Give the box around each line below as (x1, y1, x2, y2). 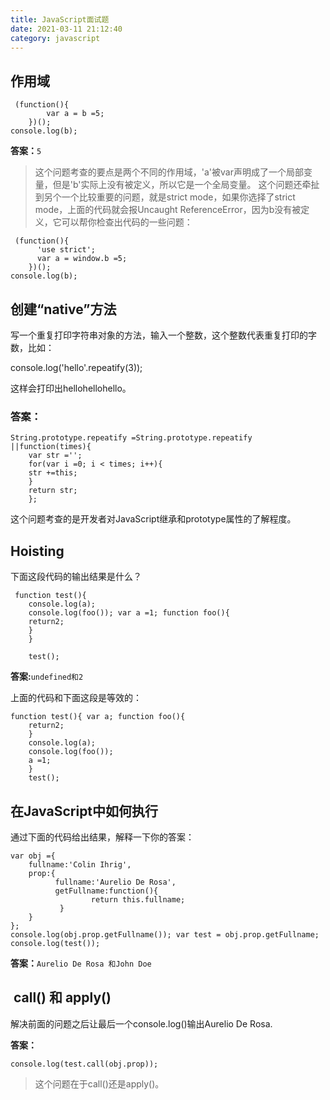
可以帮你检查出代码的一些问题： (61, 216, 193, 228)
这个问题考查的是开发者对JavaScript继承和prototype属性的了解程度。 (10, 513, 297, 525)
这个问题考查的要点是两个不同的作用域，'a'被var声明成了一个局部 (34, 166, 304, 178)
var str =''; (28, 451, 83, 461)
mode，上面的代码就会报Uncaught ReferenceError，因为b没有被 (34, 204, 302, 216)
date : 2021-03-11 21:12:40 (10, 24, 123, 34)
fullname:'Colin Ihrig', (28, 859, 132, 870)
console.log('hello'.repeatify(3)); (10, 362, 143, 373)
